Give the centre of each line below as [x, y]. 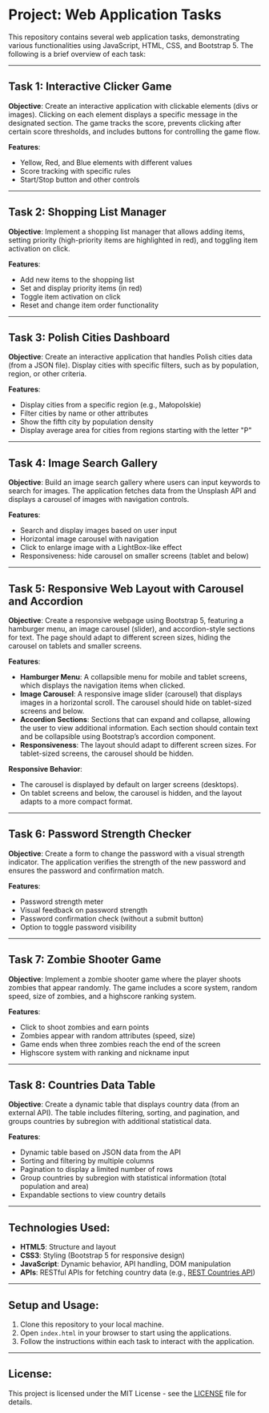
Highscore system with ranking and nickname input [104, 1052]
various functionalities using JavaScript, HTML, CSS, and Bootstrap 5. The [131, 45]
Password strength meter [62, 901]
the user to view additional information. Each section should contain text [139, 728]
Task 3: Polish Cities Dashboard [89, 337]
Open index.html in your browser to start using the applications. [126, 1333]
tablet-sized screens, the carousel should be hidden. [107, 753]
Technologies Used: [59, 1228]
